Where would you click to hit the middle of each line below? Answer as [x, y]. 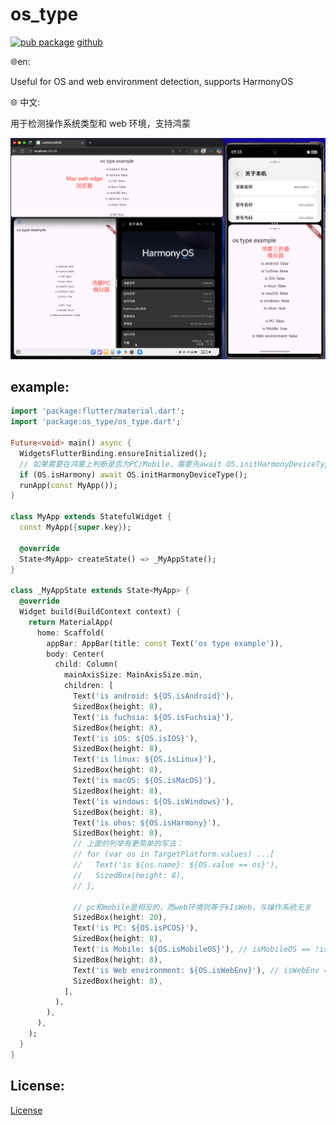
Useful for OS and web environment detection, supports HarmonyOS [152, 81]
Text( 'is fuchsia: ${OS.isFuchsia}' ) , [154, 717]
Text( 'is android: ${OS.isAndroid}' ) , [154, 696]
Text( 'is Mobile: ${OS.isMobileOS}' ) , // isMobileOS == [192, 949]
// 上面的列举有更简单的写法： [128, 844]
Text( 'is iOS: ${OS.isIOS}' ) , [136, 738]
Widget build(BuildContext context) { [100, 612]
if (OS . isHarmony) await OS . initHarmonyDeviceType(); [133, 474]
